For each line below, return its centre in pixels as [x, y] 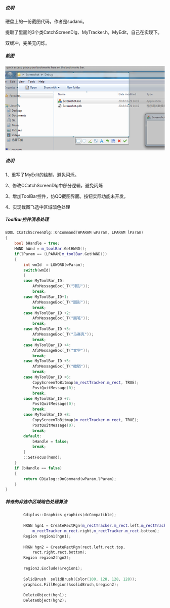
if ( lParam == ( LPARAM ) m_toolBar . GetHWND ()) [61, 254]
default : [33, 436]
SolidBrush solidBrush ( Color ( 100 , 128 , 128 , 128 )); [80, 579]
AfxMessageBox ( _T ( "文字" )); [61, 350]
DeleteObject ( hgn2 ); [45, 601]
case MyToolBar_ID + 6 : [47, 377]
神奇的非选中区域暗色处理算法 [36, 501]
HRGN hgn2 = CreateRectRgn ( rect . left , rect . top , [74, 547]
